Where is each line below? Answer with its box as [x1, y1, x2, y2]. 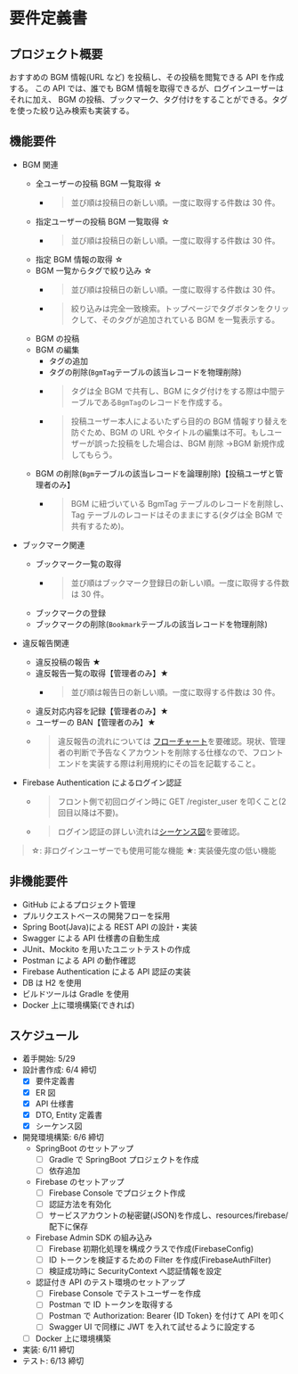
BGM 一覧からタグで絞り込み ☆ [35, 265, 153, 276]
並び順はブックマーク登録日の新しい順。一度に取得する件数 [70, 577, 290, 588]
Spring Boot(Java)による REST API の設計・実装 [21, 921, 198, 932]
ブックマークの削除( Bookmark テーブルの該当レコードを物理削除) [35, 618, 269, 629]
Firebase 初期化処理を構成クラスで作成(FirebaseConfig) [48, 1244, 254, 1254]
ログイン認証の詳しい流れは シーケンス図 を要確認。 [57, 826, 245, 837]
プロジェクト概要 [9, 46, 103, 62]
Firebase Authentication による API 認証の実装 [21, 965, 191, 977]
